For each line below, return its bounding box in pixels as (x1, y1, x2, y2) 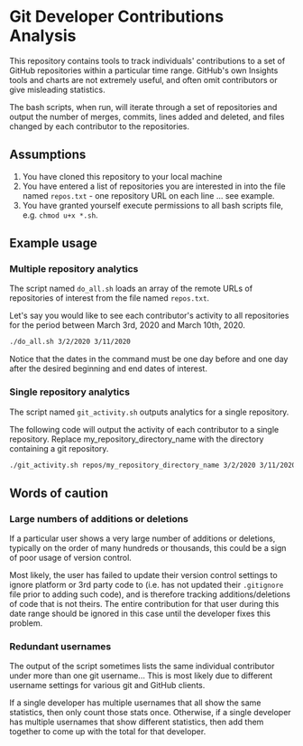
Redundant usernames (9, 640, 112, 653)
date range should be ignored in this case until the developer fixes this (9, 608, 271, 620)
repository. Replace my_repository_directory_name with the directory (9, 434, 264, 444)
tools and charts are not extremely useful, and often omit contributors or (9, 74, 278, 85)
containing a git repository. (9, 443, 109, 453)
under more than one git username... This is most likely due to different (9, 670, 273, 681)
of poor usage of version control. (9, 553, 133, 564)
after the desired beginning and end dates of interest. (9, 363, 207, 374)
